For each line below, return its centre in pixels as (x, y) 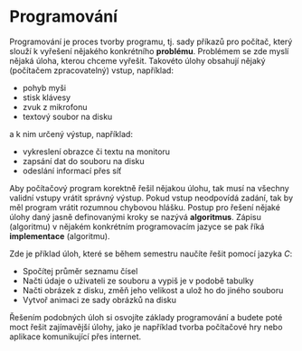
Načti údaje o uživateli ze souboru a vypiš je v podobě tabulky (138, 281)
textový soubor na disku (67, 116)
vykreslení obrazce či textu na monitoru (96, 152)
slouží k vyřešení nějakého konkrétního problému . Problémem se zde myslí (149, 51)
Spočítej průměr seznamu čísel (80, 271)
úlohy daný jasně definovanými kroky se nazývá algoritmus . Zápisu (136, 217)
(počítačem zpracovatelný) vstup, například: (92, 70)
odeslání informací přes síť (72, 171)
